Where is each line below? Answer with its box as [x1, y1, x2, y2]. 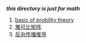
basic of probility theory [14, 16, 74, 23]
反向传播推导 [14, 31, 47, 38]
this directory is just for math [6, 5, 80, 12]
